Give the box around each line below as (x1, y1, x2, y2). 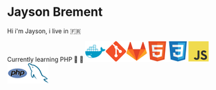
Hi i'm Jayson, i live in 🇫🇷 (7, 27, 81, 35)
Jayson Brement (7, 4, 103, 20)
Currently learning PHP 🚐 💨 (7, 55, 84, 63)
